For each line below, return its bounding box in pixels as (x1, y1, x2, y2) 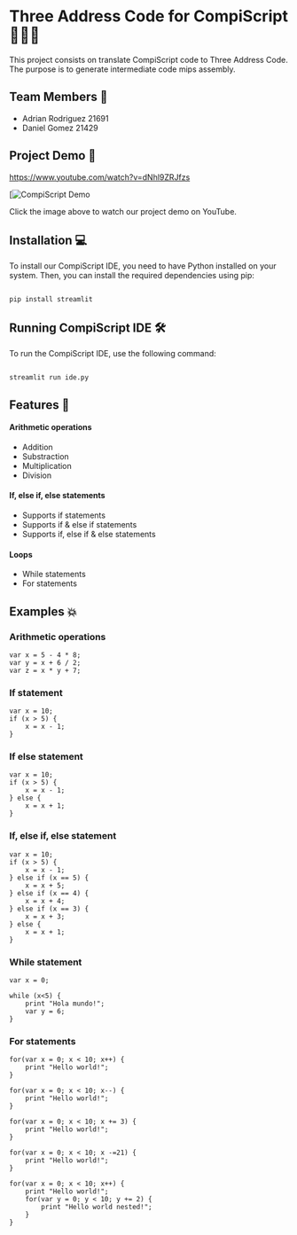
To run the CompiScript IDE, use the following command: (9, 348, 217, 359)
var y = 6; (25, 1007, 66, 1016)
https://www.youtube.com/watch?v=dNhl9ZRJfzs (9, 171, 191, 183)
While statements (21, 569, 86, 580)
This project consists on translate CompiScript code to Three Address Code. (9, 54, 288, 65)
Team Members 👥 (9, 90, 108, 105)
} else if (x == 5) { (9, 873, 90, 882)
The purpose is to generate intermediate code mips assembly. (9, 64, 237, 74)
